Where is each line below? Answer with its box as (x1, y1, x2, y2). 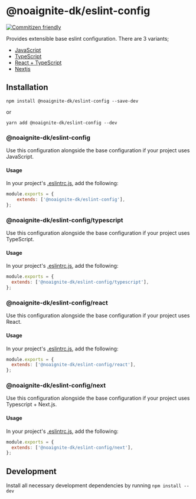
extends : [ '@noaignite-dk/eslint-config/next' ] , (11, 444, 133, 451)
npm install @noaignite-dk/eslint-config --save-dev (6, 98, 139, 104)
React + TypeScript (14, 59, 62, 66)
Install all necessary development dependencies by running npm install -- (6, 482, 190, 489)
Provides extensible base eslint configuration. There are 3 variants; (6, 35, 169, 42)
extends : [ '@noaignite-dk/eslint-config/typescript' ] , (11, 279, 149, 285)
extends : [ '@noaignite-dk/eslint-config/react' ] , (11, 362, 136, 368)
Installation (6, 83, 48, 93)
